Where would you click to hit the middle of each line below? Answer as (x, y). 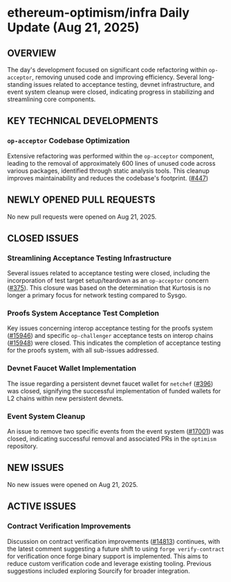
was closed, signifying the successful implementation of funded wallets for (114, 391)
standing (20, 84)
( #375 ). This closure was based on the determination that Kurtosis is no (109, 288)
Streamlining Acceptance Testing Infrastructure (89, 258)
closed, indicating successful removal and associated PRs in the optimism (112, 439)
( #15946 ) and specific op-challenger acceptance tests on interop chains (110, 336)
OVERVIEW (32, 53)
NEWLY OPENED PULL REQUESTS (81, 200)
